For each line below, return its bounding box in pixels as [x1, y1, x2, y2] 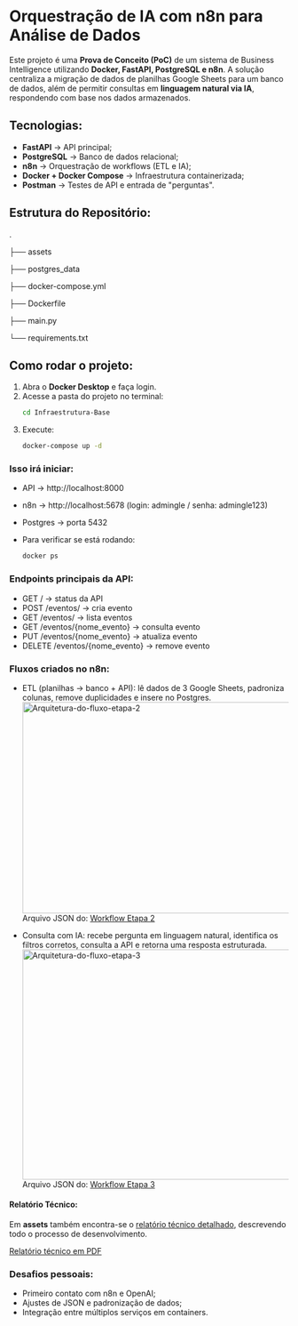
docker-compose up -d [21, 442, 102, 451]
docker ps [21, 551, 59, 561]
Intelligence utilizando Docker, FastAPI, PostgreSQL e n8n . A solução [9, 64, 264, 75]
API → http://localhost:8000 [21, 483, 124, 494]
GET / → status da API [21, 593, 104, 604]
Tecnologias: [9, 118, 82, 133]
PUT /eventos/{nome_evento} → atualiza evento [21, 631, 198, 641]
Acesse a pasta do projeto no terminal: [21, 391, 164, 402]
